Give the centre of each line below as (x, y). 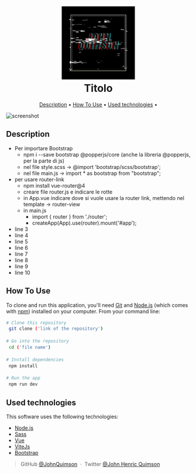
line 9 (21, 266)
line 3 (21, 229)
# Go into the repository (37, 341)
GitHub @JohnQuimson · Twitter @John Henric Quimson (90, 464)
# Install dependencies (35, 360)
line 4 (21, 235)
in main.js (35, 210)
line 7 (21, 254)
